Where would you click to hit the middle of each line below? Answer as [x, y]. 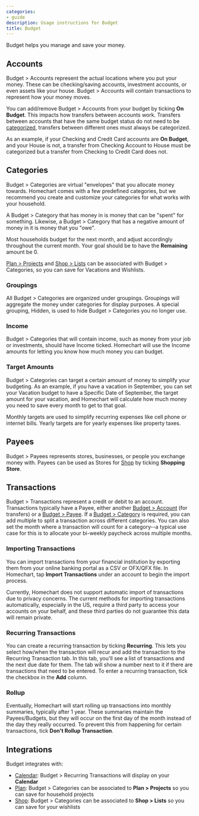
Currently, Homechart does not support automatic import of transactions [95, 592]
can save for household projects [54, 795]
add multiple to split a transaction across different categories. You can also [98, 521]
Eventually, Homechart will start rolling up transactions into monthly [89, 705]
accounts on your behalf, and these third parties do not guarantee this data [98, 611]
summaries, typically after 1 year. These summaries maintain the [85, 712]
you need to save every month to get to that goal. [66, 405]
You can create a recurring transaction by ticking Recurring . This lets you [96, 645]
